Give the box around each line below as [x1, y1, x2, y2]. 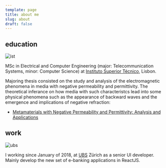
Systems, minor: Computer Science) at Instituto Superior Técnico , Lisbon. [5, 68, 156, 74]
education [5, 40, 37, 48]
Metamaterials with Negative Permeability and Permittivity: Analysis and [12, 109, 161, 115]
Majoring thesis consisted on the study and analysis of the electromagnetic [5, 78, 160, 84]
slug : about [5, 17, 30, 22]
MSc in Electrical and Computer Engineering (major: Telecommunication [5, 63, 154, 69]
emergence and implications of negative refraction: [5, 99, 111, 105]
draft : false [5, 21, 32, 27]
